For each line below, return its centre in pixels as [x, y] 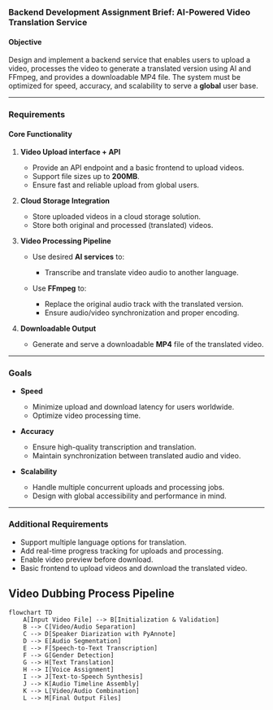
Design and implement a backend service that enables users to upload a [129, 60]
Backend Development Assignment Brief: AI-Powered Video [129, 12]
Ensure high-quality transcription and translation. [114, 447]
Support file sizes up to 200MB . [86, 177]
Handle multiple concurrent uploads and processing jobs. [128, 487]
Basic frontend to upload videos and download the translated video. [134, 568]
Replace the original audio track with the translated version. [144, 305]
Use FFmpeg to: [59, 288]
